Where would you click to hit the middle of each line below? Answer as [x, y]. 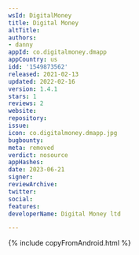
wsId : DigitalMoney [40, 15]
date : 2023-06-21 [37, 170]
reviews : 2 [26, 103]
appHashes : [26, 163]
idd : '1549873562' [38, 67]
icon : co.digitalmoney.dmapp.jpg [63, 133]
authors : [22, 37]
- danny [21, 45]
